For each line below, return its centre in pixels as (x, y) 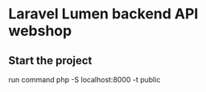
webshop (40, 31)
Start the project (50, 60)
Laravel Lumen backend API (103, 14)
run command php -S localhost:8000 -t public (84, 80)
